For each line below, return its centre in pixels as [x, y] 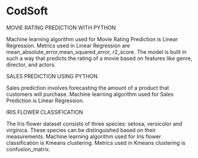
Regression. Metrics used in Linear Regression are [68, 45]
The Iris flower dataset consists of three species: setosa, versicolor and [94, 123]
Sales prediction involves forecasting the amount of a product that [88, 87]
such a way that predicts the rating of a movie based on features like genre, [99, 58]
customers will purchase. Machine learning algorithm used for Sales [90, 94]
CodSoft [27, 11]
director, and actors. [31, 65]
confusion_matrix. [28, 149]
